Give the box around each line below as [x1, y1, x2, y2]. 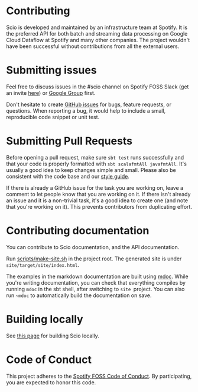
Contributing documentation [6, 224, 150, 237]
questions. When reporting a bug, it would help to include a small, [6, 107, 166, 114]
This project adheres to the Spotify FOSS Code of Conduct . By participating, [6, 372, 192, 380]
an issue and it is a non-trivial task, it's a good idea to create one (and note [6, 197, 188, 204]
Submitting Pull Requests [6, 135, 133, 148]
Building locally [6, 313, 84, 326]
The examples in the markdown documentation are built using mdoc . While [6, 273, 189, 280]
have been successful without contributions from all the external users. [6, 43, 180, 50]
